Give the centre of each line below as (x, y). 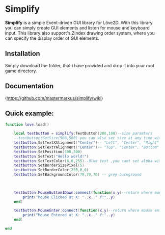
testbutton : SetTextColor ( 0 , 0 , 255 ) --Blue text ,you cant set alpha (83, 161)
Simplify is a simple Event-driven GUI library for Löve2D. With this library (79, 23)
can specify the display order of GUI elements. (52, 38)
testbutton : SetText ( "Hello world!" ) (52, 156)
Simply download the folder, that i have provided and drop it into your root (80, 65)
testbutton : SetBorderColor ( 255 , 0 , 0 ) (52, 170)
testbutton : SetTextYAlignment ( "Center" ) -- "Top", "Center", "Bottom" (87, 147)
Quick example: (29, 113)
